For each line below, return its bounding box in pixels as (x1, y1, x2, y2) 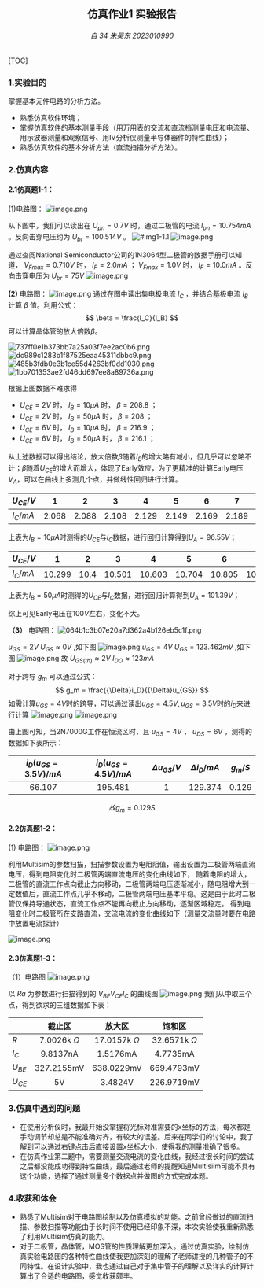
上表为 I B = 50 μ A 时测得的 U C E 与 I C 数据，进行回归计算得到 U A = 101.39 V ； (8, 591, 240, 602)
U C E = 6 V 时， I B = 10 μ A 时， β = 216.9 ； (19, 423, 156, 434)
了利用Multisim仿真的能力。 (19, 1232, 110, 1242)
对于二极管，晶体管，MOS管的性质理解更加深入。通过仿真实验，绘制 (19, 1242, 243, 1251)
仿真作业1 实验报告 (86, 7, 178, 21)
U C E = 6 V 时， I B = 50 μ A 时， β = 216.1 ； (19, 434, 156, 445)
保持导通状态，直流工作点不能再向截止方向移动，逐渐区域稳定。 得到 (21, 899, 244, 909)
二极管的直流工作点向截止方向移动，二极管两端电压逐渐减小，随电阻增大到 (8, 880, 249, 889)
